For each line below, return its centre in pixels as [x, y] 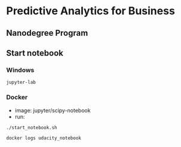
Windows [20, 70]
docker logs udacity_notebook [44, 138]
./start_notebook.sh [32, 127]
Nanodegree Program [47, 33]
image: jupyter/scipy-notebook [53, 110]
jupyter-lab [21, 82]
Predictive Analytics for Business [90, 11]
